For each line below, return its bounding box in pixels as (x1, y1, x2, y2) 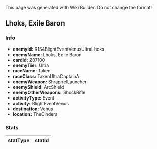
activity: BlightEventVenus (12, 100, 69, 106)
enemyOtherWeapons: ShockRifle (12, 89, 86, 95)
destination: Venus (12, 106, 53, 112)
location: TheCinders (12, 111, 58, 117)
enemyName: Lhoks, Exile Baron (12, 51, 82, 58)
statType (8, 137, 30, 144)
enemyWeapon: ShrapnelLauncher (12, 79, 87, 85)
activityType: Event (12, 94, 55, 101)
